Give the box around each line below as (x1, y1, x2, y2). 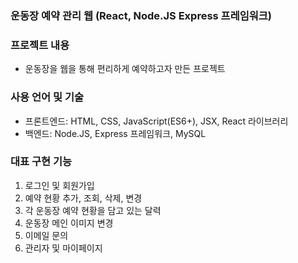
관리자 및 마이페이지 (24, 242, 103, 254)
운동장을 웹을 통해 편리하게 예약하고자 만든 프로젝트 (24, 63, 226, 75)
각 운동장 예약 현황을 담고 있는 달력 (24, 204, 162, 216)
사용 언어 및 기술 (10, 90, 84, 104)
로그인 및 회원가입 (24, 179, 95, 191)
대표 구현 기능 (10, 155, 73, 169)
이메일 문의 (24, 229, 69, 241)
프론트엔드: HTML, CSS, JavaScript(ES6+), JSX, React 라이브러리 (24, 115, 289, 127)
